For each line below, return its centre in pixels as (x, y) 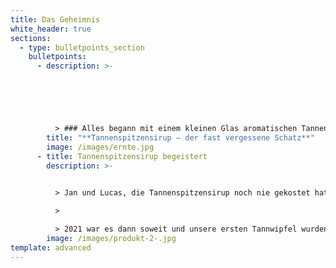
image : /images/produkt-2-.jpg (111, 238)
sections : (31, 38)
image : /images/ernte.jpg (100, 147)
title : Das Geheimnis (55, 19)
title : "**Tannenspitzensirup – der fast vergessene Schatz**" (180, 137)
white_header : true (51, 29)
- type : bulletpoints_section (82, 47)
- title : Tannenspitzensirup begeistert (122, 156)
